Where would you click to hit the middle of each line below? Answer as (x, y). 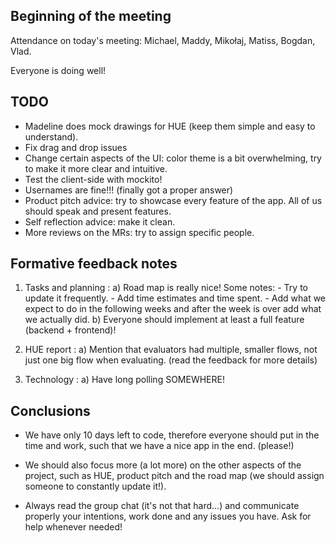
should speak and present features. (98, 211)
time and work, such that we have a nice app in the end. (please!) (159, 446)
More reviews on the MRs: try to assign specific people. (139, 232)
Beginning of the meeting (91, 16)
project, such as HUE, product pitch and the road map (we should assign (174, 476)
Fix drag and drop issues (76, 147)
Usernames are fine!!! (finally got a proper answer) (129, 190)
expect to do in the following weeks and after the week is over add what (173, 309)
